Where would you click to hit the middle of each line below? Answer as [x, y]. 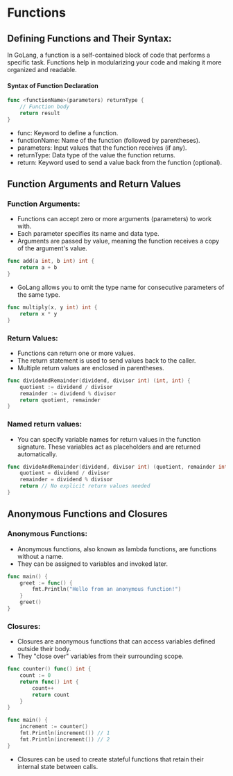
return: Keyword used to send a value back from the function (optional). [120, 162]
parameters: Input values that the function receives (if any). [102, 148]
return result [40, 113]
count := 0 [35, 675]
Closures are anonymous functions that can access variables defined [116, 641]
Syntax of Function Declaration [53, 85]
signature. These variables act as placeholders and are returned [109, 447]
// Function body [45, 107]
